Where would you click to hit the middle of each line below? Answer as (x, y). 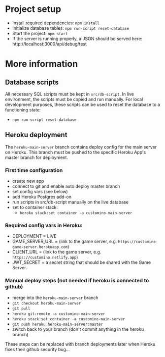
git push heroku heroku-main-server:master (58, 324)
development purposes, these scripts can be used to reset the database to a (82, 104)
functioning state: (23, 109)
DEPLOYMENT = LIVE (34, 236)
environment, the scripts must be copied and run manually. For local (74, 99)
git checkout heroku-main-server (47, 303)
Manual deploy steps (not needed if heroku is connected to (77, 281)
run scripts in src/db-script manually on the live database (70, 202)
